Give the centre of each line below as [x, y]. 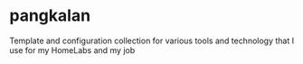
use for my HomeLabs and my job [72, 50]
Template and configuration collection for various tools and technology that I [152, 41]
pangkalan [50, 16]
